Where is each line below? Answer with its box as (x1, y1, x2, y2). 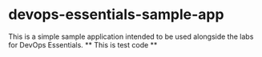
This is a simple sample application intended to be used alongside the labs (8, 32, 254, 41)
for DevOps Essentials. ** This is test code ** (8, 40, 158, 49)
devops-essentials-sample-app (8, 6, 224, 24)
